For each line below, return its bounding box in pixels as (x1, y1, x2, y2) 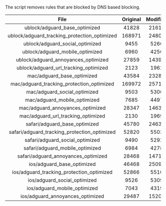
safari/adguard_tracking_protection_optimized (9, 128, 116, 135)
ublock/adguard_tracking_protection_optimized (7, 32, 117, 39)
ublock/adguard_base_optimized (24, 24, 100, 31)
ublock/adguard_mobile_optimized (22, 48, 103, 55)
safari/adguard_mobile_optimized (23, 145, 101, 151)
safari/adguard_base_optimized (25, 121, 99, 127)
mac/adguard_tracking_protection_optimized (10, 81, 115, 87)
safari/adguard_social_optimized (24, 137, 100, 143)
